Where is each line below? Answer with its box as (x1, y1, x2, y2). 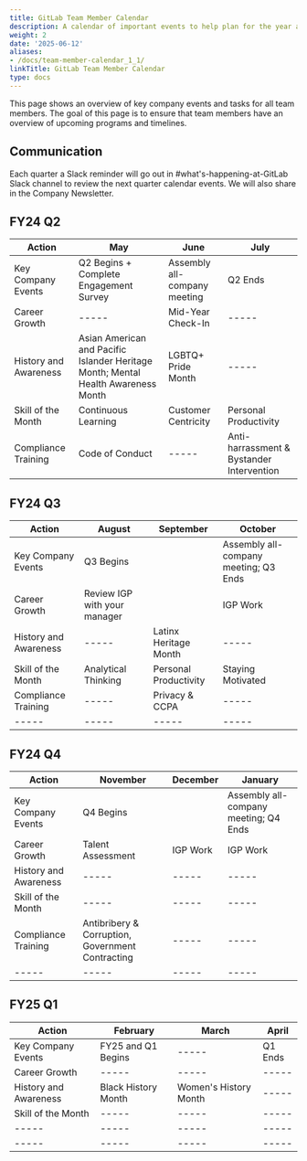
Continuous (78, 404, 129, 417)
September (158, 523, 208, 536)
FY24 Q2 (9, 214, 61, 229)
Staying (222, 663, 256, 676)
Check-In (168, 317, 210, 330)
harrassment (228, 442, 282, 454)
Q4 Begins (81, 806, 128, 818)
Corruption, (81, 929, 132, 941)
